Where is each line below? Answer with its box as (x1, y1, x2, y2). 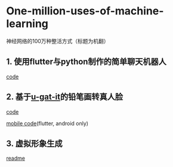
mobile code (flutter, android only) (6, 120, 88, 127)
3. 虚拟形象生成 (6, 138, 63, 148)
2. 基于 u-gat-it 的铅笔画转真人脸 (6, 92, 123, 102)
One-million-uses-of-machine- (6, 4, 164, 18)
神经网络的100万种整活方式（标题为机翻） (6, 37, 109, 44)
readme (6, 154, 26, 162)
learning (6, 17, 49, 31)
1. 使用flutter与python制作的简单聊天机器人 (6, 57, 167, 67)
